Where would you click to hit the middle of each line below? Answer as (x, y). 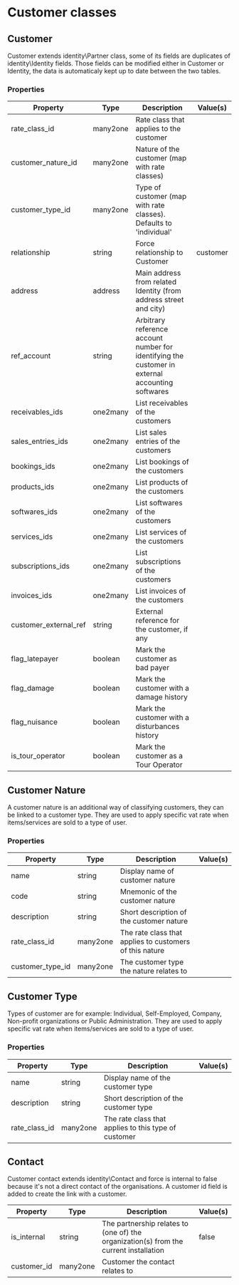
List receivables (162, 403)
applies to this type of (140, 1127)
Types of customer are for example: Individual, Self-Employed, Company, (115, 1013)
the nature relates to (154, 971)
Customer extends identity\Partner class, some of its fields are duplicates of (119, 56)
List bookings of (163, 462)
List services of (161, 532)
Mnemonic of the (148, 892)
